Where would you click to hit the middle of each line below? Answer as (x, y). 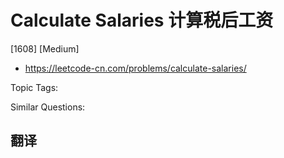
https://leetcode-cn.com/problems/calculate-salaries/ (135, 68)
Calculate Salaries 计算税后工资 (142, 20)
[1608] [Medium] (45, 48)
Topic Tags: (34, 87)
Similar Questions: (48, 107)
